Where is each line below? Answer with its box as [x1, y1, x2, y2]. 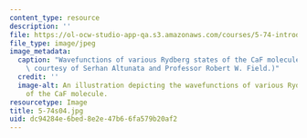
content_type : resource [9, 13, 101, 23]
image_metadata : [9, 47, 71, 56]
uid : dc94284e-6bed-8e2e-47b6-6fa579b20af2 [9, 114, 178, 123]
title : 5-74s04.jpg [9, 106, 84, 115]
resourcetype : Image [9, 97, 89, 107]
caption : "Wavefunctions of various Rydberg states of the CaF [17, 55, 263, 64]
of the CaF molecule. [26, 89, 108, 98]
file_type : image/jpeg [9, 38, 96, 48]
